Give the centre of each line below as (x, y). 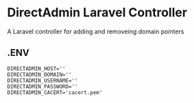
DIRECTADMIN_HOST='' (37, 69)
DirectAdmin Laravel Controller (97, 13)
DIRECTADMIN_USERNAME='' (43, 80)
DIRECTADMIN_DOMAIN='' (39, 74)
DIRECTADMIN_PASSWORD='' (43, 87)
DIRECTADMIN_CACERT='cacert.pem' (55, 92)
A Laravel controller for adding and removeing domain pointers (96, 31)
